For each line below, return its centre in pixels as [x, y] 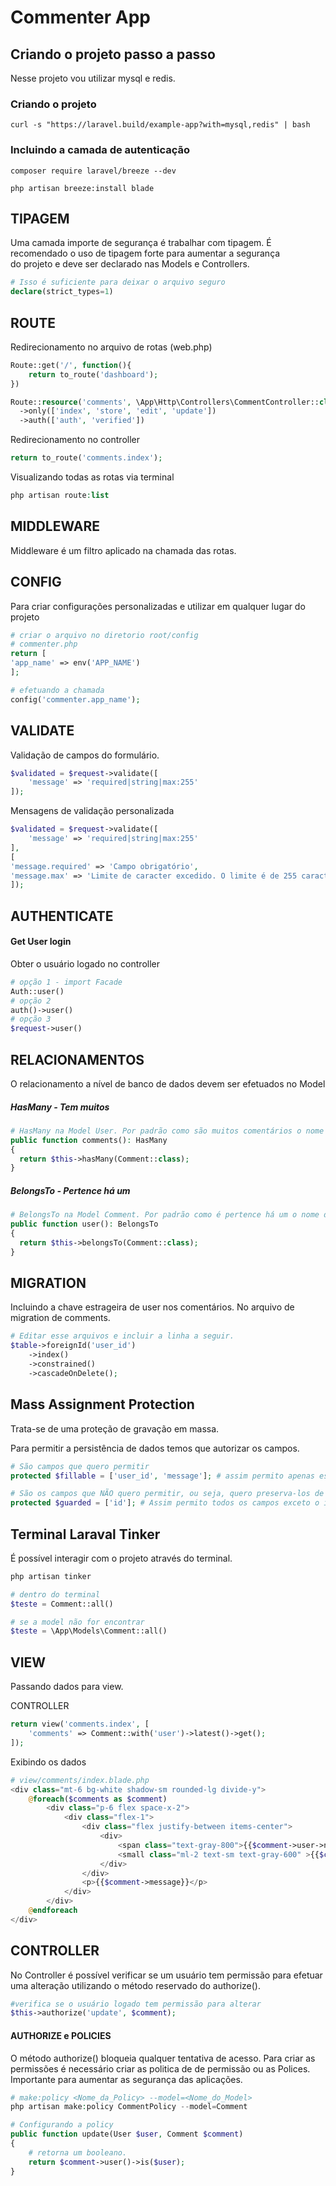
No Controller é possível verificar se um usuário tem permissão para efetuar [166, 1975]
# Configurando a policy [62, 2125]
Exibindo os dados [48, 1762]
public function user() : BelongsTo [84, 1224]
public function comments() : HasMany [89, 1140]
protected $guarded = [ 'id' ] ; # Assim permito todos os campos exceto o [165, 1503]
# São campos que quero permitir [80, 1466]
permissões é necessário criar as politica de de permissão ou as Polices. [160, 2068]
